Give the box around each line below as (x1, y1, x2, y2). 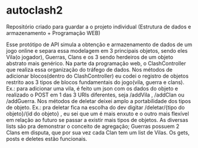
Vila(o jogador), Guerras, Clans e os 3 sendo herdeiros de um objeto (6, 53, 174, 60)
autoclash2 (6, 4, 63, 17)
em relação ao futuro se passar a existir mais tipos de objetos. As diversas (6, 116, 188, 123)
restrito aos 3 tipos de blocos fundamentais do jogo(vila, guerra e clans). (6, 78, 185, 86)
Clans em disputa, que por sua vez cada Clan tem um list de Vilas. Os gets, (6, 128, 190, 136)
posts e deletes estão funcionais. (6, 135, 87, 142)
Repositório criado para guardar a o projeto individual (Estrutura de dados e (6, 23, 191, 30)
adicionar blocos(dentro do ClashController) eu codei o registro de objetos (6, 72, 189, 79)
